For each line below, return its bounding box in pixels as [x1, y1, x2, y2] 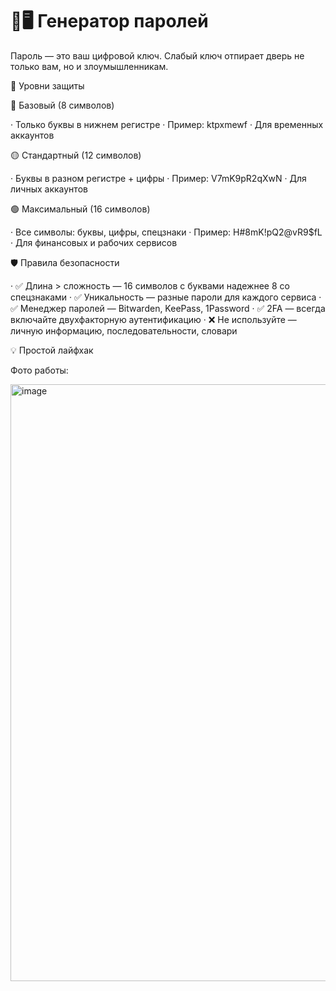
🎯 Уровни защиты [10, 79, 85, 92]
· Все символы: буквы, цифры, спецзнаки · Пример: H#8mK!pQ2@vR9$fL [10, 226, 323, 238]
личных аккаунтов [10, 183, 88, 195]
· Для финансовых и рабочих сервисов [10, 236, 178, 248]
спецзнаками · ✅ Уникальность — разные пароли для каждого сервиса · [10, 291, 322, 303]
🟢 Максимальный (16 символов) [10, 203, 151, 215]
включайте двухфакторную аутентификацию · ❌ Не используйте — [10, 313, 297, 325]
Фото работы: [10, 364, 69, 376]
